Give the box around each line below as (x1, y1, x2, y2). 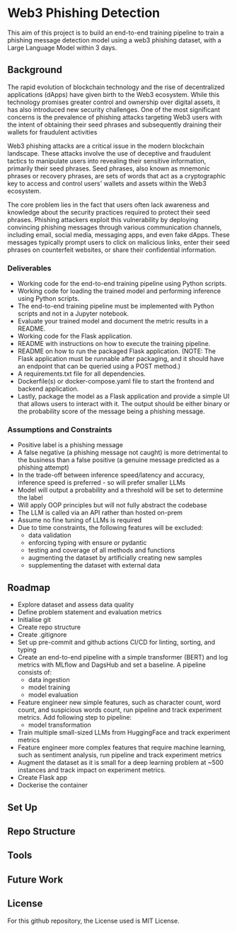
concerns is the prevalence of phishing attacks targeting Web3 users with (7, 113, 223, 121)
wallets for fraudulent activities (7, 127, 98, 136)
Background (7, 64, 62, 76)
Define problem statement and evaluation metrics (17, 608, 162, 616)
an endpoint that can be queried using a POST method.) (17, 362, 181, 371)
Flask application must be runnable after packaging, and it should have (17, 355, 224, 363)
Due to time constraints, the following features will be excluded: (17, 524, 204, 532)
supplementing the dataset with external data (28, 561, 161, 570)
